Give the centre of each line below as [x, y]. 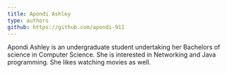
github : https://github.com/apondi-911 [66, 27]
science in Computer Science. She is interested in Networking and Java [112, 55]
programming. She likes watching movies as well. [79, 62]
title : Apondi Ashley [39, 14]
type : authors [28, 21]
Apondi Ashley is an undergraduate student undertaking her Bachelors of [114, 47]
